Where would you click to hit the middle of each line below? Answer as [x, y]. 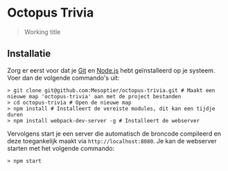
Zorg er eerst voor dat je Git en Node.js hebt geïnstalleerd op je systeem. [111, 70]
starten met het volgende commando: [61, 148]
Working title [42, 32]
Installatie [29, 54]
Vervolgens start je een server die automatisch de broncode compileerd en [114, 134]
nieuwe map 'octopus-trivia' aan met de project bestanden [94, 96]
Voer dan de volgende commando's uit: [63, 78]
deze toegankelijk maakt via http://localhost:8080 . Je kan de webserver [112, 141]
